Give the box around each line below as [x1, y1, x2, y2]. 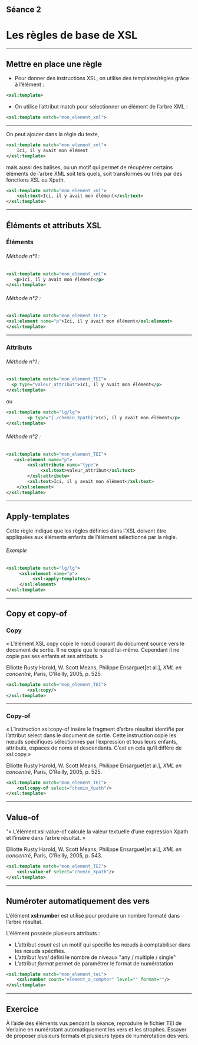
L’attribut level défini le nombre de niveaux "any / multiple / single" [14, 954, 176, 961]
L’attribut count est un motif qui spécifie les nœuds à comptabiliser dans [14, 941, 190, 948]
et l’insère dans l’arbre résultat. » [6, 834, 86, 842]
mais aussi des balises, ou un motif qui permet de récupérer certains [6, 163, 173, 170]
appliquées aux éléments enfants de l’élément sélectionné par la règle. [6, 533, 177, 540]
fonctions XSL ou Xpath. [6, 176, 65, 183]
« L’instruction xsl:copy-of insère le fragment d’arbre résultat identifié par [6, 725, 184, 732]
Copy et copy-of [6, 609, 68, 619]
